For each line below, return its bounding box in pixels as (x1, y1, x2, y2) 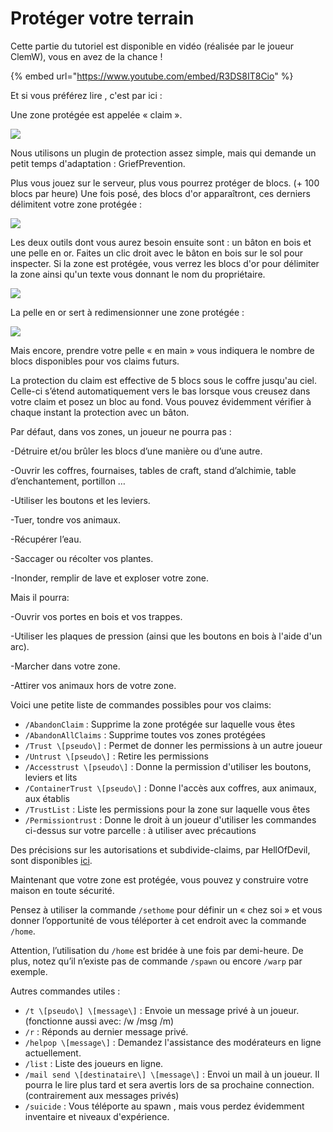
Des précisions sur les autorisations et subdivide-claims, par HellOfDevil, (10, 843, 311, 856)
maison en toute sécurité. (10, 884, 115, 896)
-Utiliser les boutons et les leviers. (10, 494, 151, 506)
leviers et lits (24, 771, 78, 783)
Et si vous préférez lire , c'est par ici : (10, 89, 163, 101)
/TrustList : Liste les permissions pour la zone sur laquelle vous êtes (24, 803, 311, 815)
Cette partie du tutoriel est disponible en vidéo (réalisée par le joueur (10, 40, 295, 52)
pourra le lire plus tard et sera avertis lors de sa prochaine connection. (24, 1078, 315, 1091)
